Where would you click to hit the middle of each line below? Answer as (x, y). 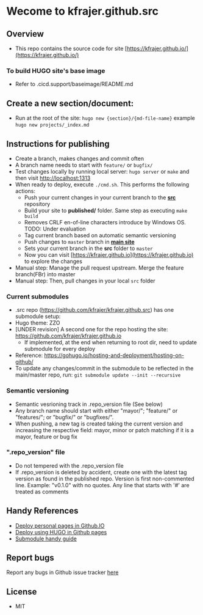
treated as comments (42, 492)
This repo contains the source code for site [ (71, 48)
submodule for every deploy (60, 349)
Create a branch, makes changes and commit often (80, 158)
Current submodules (37, 296)
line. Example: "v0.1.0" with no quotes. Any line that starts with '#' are (102, 485)
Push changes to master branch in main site (80, 241)
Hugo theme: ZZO (37, 323)
